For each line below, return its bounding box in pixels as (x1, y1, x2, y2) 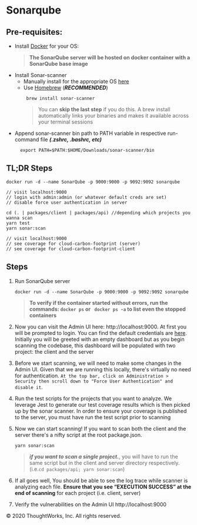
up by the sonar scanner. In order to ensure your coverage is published (14, 407, 187, 414)
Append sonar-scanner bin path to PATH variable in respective (14, 130, 166, 137)
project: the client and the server (14, 348, 94, 355)
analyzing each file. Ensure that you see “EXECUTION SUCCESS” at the (14, 483, 192, 490)
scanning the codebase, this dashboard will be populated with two (14, 342, 176, 349)
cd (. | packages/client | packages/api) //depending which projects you (6, 210, 191, 215)
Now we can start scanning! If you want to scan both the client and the (14, 425, 186, 432)
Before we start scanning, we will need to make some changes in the (14, 360, 182, 367)
